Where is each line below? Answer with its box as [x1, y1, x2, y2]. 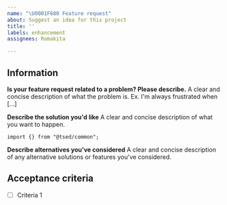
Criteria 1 [16, 191, 42, 199]
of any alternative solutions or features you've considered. [7, 152, 172, 161]
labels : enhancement [7, 29, 66, 36]
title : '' [7, 23, 36, 29]
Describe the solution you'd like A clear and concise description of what [7, 112, 213, 121]
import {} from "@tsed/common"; [7, 133, 99, 141]
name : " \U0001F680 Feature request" [7, 10, 111, 17]
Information [7, 67, 59, 79]
